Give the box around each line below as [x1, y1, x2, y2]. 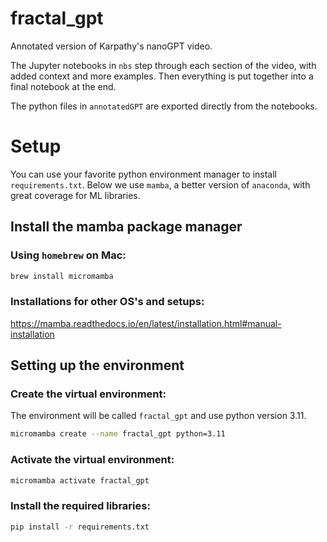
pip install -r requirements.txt [10, 522, 150, 532]
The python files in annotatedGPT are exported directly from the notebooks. [10, 100, 318, 112]
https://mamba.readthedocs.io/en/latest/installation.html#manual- [10, 317, 282, 329]
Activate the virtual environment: [10, 453, 175, 467]
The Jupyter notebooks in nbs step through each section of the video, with [10, 59, 317, 71]
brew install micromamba [10, 271, 114, 281]
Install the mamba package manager [10, 218, 243, 236]
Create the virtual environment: [10, 387, 167, 401]
